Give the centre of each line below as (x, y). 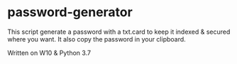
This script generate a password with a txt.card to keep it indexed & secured (119, 32)
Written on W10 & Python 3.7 (49, 53)
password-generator (70, 12)
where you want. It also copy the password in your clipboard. (97, 39)
